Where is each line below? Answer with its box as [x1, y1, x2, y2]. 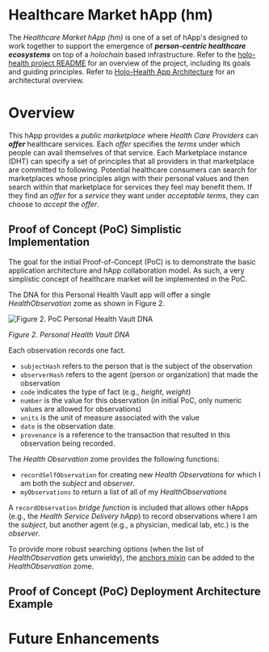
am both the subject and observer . [19, 478, 136, 488]
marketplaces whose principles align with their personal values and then [8, 173, 249, 183]
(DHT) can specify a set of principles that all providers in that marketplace [8, 156, 254, 166]
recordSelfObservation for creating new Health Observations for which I [19, 469, 261, 479]
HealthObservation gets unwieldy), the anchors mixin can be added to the [8, 553, 255, 562]
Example [8, 597, 53, 612]
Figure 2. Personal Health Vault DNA [8, 329, 130, 339]
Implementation [8, 235, 90, 249]
